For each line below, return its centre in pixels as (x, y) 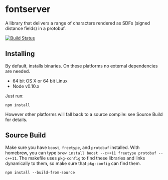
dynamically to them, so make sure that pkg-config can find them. (73, 163)
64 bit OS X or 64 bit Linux (40, 80)
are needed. (18, 71)
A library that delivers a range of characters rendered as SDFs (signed (78, 23)
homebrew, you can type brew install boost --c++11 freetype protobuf (81, 152)
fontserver (28, 9)
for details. (16, 119)
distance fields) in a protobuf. (36, 28)
